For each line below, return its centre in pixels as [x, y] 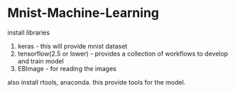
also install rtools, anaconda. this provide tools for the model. [97, 82]
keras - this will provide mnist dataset [72, 46]
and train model [40, 61]
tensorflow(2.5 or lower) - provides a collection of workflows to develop [123, 54]
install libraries [29, 32]
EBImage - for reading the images [67, 68]
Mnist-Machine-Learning [83, 13]
